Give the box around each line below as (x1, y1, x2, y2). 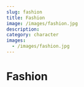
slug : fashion (6, 9, 43, 15)
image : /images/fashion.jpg (6, 20, 78, 26)
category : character (6, 32, 59, 38)
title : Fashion (6, 15, 45, 21)
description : (6, 26, 40, 32)
